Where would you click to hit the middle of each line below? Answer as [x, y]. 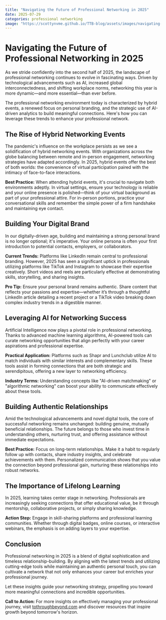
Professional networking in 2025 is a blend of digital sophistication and [77, 556]
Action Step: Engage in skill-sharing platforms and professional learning [79, 518]
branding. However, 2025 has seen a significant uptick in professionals [77, 261]
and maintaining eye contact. [35, 208]
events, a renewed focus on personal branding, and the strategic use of [78, 108]
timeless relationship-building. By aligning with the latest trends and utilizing [83, 561]
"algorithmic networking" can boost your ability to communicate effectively [82, 386]
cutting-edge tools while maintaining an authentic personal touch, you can [81, 567]
